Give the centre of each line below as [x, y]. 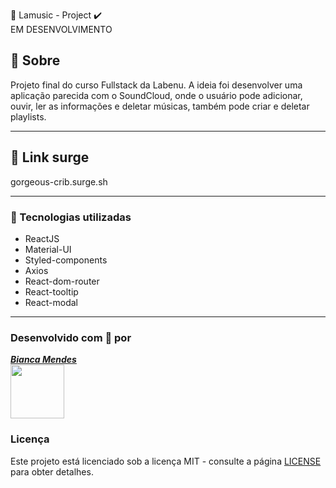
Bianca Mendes [43, 360]
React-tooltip [51, 291]
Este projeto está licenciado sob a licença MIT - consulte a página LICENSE [166, 461]
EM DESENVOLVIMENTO [61, 29]
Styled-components [66, 260]
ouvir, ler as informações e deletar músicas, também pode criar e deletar [160, 106]
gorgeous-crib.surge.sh [59, 181]
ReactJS [42, 238]
